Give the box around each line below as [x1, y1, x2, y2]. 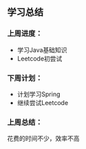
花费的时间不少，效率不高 [7, 135, 80, 143]
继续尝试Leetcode [17, 98, 69, 106]
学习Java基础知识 [17, 45, 67, 54]
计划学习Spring [17, 90, 61, 98]
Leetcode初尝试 [17, 54, 63, 62]
